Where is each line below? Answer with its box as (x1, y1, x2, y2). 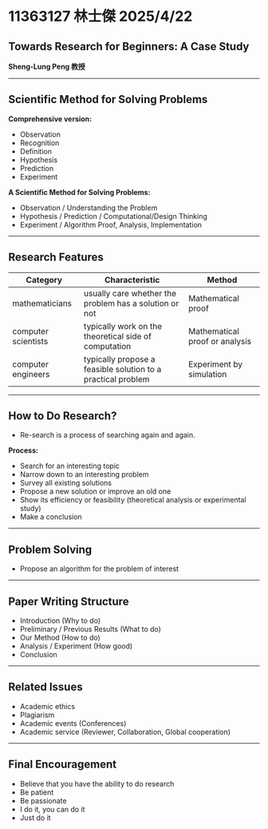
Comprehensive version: (8, 113, 93, 124)
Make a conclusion (19, 512, 82, 522)
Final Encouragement (8, 758, 117, 771)
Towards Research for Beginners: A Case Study (8, 39, 250, 53)
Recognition (19, 137, 60, 148)
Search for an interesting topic (19, 461, 120, 471)
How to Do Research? (8, 409, 117, 423)
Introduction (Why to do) (19, 616, 101, 625)
